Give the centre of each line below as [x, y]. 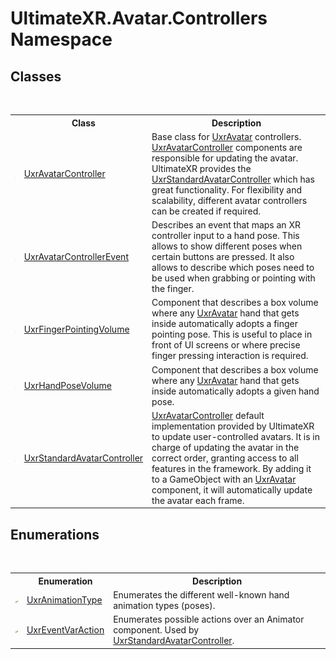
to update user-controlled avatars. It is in [235, 436]
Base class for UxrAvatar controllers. [226, 136]
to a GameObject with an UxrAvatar [224, 479]
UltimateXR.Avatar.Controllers [139, 18]
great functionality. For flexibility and [226, 189]
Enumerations [55, 534]
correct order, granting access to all [225, 458]
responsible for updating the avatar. [225, 158]
